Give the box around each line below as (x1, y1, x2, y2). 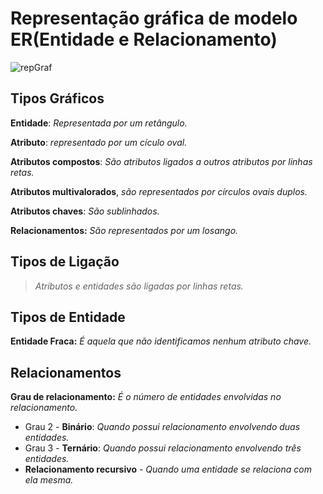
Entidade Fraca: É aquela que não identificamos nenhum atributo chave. (10, 335, 312, 347)
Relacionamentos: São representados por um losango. (10, 224, 239, 236)
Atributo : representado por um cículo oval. (10, 136, 188, 148)
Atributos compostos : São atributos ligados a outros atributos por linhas (10, 155, 313, 167)
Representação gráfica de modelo (10, 7, 298, 30)
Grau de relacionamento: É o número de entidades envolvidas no (10, 391, 282, 403)
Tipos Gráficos (10, 90, 105, 107)
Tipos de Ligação (10, 253, 120, 271)
